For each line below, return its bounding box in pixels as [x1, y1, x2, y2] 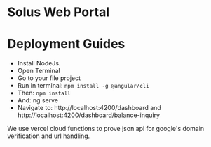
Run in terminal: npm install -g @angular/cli [17, 82, 149, 90]
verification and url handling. [7, 132, 90, 140]
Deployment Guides [7, 36, 125, 52]
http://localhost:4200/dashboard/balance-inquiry [17, 111, 160, 119]
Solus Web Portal [7, 4, 110, 20]
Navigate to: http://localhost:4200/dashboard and [17, 104, 161, 112]
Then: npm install [17, 88, 72, 98]
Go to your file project [17, 74, 81, 82]
